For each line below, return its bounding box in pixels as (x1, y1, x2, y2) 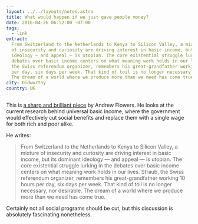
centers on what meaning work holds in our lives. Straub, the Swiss (20, 168, 184, 175)
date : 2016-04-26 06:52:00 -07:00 (6, 19, 91, 25)
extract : (6, 36, 28, 42)
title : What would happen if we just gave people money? (6, 14, 149, 20)
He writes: (6, 131, 31, 139)
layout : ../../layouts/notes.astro (6, 8, 94, 15)
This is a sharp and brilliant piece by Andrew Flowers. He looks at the (6, 101, 174, 108)
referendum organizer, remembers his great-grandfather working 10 (20, 174, 186, 182)
